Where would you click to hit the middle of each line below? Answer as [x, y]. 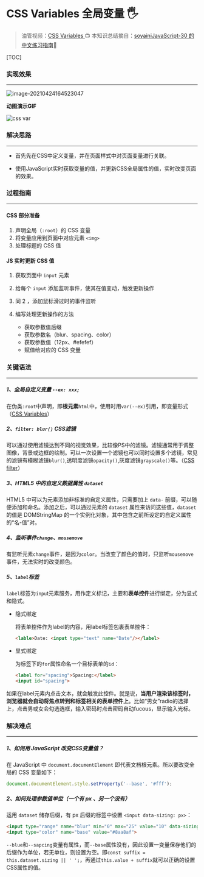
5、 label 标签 [23, 577]
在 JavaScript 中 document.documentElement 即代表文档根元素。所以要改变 [98, 765]
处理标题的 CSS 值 [38, 246]
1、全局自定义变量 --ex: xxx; [43, 389]
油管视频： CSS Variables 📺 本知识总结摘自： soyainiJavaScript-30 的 [107, 35]
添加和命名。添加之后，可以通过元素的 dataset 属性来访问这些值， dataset [104, 507]
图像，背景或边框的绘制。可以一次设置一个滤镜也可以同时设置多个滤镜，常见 [102, 453]
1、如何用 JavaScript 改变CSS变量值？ [55, 748]
